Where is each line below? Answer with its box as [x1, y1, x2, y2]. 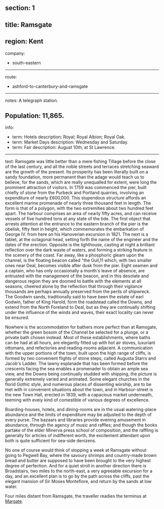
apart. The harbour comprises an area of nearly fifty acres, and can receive [5, 211, 157, 217]
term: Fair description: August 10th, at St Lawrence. [12, 145, 116, 150]
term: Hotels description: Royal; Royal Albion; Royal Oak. [12, 134, 126, 140]
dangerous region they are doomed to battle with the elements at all [5, 278, 142, 284]
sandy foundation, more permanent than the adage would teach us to [5, 174, 144, 180]
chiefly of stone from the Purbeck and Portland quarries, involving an [5, 190, 144, 195]
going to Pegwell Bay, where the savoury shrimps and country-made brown [5, 453, 157, 459]
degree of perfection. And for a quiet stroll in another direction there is [5, 463, 146, 469]
